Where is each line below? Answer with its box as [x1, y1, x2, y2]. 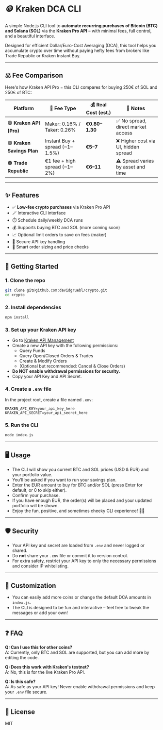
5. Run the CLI [5, 421, 39, 428]
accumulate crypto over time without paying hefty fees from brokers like [5, 48, 149, 53]
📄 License [5, 708, 35, 716]
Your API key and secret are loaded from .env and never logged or [12, 542, 145, 548]
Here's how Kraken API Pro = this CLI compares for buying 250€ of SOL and [5, 84, 158, 90]
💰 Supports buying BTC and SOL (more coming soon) [12, 224, 120, 230]
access [115, 129, 132, 136]
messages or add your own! [12, 610, 68, 616]
